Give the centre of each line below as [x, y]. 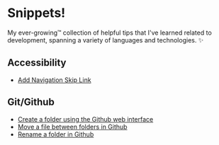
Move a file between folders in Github [72, 127]
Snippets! [36, 13]
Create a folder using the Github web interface [85, 119]
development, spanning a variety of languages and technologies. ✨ [106, 40]
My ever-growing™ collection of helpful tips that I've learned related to [110, 33]
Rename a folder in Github [56, 134]
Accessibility [37, 63]
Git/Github [31, 102]
